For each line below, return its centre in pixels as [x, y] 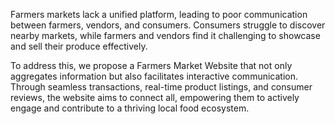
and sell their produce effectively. [79, 46]
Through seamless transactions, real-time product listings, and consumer [161, 87]
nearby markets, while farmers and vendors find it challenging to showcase [165, 35]
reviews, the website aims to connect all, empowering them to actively [155, 97]
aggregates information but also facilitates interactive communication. [154, 76]
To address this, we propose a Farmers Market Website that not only [151, 65]
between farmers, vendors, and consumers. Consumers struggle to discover [168, 25]
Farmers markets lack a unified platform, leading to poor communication [159, 14]
